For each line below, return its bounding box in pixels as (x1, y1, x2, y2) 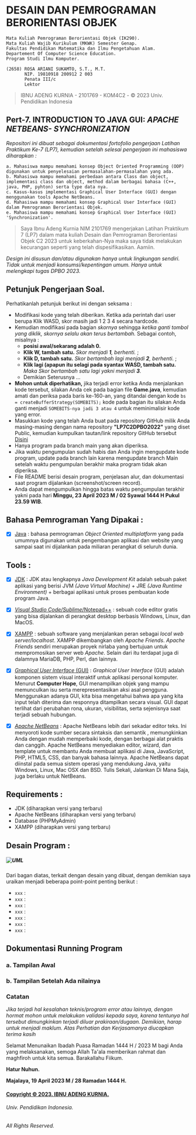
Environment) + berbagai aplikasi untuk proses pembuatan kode (14, 589, 170, 596)
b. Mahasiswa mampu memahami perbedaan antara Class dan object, (6, 173, 169, 179)
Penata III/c (24, 76, 57, 82)
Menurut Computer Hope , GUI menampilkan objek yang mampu (14, 680, 170, 687)
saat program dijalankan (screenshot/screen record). (14, 479, 142, 486)
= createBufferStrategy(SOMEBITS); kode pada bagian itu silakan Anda (14, 398, 186, 405)
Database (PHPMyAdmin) (14, 818, 76, 825)
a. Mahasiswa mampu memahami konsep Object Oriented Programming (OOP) (6, 163, 184, 169)
